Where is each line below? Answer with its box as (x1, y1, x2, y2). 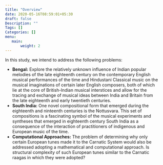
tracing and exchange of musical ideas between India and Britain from (12, 92, 153, 98)
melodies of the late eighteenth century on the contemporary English (12, 71, 151, 77)
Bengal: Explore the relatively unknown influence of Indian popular (12, 66, 146, 72)
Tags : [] (5, 25, 23, 30)
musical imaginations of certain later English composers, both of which (12, 82, 155, 88)
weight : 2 (20, 43, 41, 48)
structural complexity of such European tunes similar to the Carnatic (12, 149, 150, 155)
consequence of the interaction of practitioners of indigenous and (12, 123, 145, 129)
